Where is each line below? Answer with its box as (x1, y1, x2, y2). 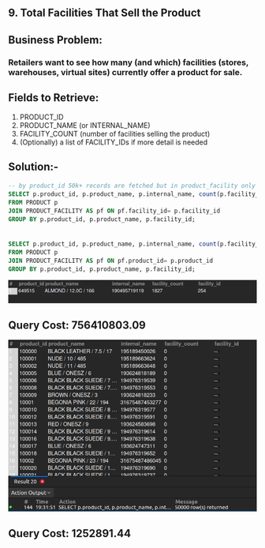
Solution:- (8, 160, 59, 173)
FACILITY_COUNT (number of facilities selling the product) (19, 129, 211, 138)
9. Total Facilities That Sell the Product (8, 6, 201, 20)
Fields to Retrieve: (8, 91, 99, 105)
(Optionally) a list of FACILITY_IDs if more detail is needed (19, 137, 208, 147)
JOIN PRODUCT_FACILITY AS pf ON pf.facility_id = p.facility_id (8, 207, 221, 215)
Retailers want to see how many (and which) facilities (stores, (8, 57, 249, 68)
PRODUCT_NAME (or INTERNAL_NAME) (19, 120, 151, 129)
